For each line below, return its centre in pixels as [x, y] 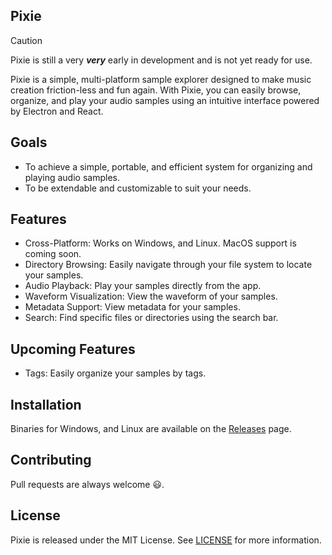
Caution [26, 40]
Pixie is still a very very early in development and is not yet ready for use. [161, 60]
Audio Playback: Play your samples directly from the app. [143, 286]
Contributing [51, 460]
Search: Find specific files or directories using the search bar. [151, 318]
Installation [46, 404]
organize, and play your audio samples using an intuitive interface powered [165, 100]
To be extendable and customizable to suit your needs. [138, 188]
